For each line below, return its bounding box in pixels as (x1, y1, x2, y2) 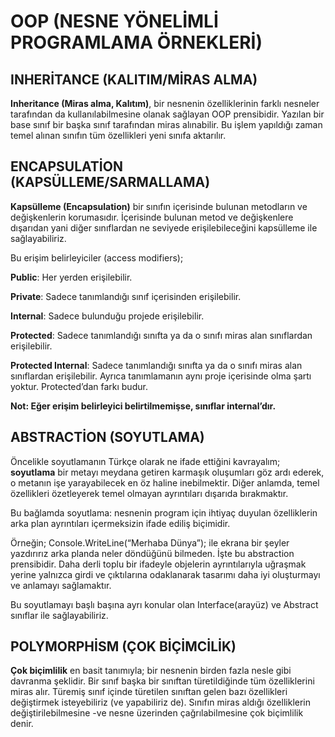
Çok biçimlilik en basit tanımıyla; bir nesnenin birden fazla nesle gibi (10, 665, 292, 677)
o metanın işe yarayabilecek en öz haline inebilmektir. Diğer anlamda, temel (10, 476, 320, 489)
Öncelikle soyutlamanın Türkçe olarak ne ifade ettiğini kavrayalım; (10, 455, 281, 467)
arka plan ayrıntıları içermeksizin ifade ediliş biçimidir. (10, 517, 231, 529)
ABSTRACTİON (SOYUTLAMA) (10, 429, 205, 446)
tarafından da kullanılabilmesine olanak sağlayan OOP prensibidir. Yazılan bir (10, 108, 325, 120)
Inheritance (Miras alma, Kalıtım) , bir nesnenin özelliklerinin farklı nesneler (10, 98, 320, 109)
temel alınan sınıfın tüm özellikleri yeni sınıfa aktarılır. (10, 130, 227, 141)
